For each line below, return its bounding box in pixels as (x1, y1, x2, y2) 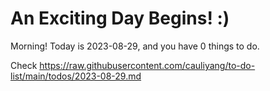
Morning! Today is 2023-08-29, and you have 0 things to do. (10, 40, 260, 52)
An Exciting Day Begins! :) (10, 7, 230, 30)
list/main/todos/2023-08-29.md (10, 70, 142, 82)
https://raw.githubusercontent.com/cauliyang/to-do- (39, 59, 256, 71)
